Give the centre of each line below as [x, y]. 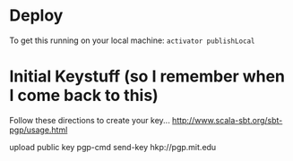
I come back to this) [84, 96]
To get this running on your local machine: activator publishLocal [132, 40]
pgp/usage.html [39, 130]
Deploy [36, 16]
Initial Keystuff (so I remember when [147, 76]
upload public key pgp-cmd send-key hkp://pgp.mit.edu [113, 147]
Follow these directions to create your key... [90, 120]
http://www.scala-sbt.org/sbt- [227, 120]
